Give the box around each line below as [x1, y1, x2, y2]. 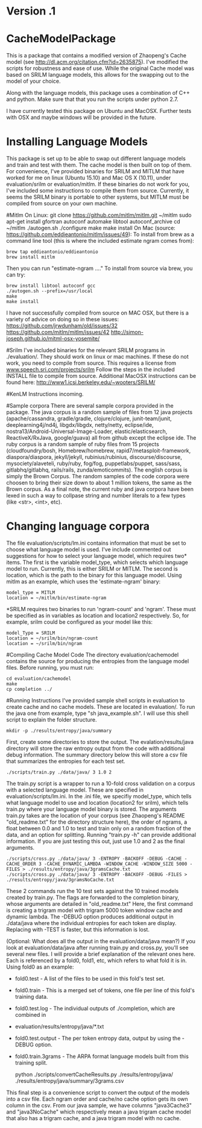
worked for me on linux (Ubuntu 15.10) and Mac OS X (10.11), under [6, 174, 171, 182]
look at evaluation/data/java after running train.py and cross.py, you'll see [6, 944, 189, 951]
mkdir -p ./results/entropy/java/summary [6, 728, 112, 734]
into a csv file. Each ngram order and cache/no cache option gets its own [6, 1095, 188, 1103]
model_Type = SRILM [6, 630, 55, 636]
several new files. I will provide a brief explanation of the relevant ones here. [6, 950, 196, 958]
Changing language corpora [6, 519, 150, 533]
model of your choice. [6, 77, 61, 85]
